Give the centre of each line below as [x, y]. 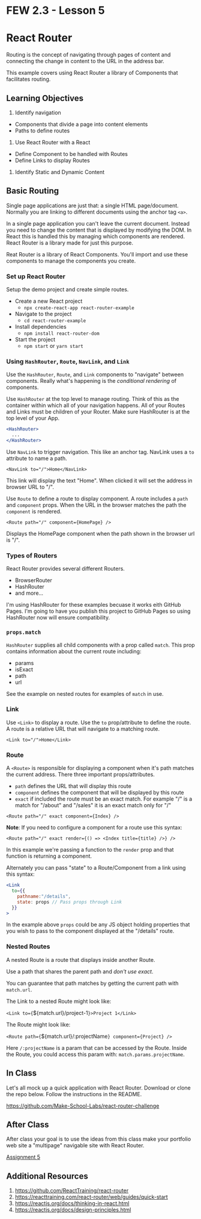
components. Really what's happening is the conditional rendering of [91, 381]
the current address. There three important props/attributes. [80, 775]
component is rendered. [34, 511]
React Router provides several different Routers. [65, 569]
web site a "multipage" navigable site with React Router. [75, 1146]
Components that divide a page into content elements [81, 124]
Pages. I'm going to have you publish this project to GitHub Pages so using [98, 611]
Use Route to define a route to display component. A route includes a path [97, 498]
